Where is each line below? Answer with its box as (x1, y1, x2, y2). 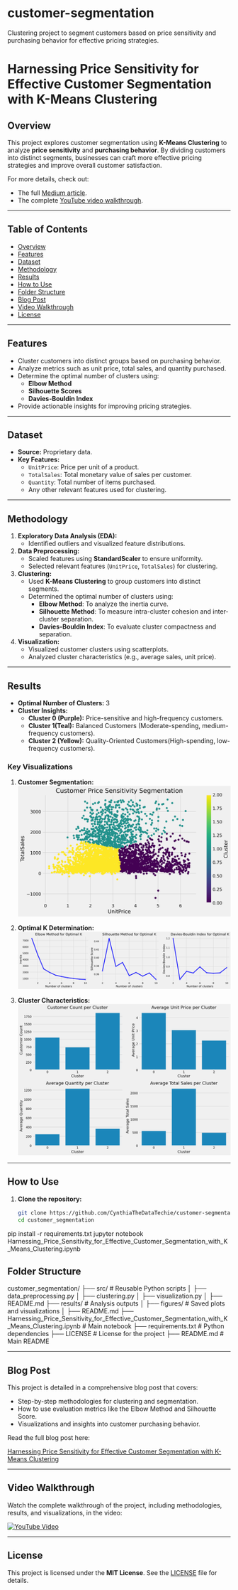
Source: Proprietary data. (17, 448, 93, 457)
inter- (212, 607, 229, 616)
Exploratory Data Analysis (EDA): (17, 532, 118, 540)
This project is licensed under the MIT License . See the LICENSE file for (7, 1568, 217, 1576)
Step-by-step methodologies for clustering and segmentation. (17, 1397, 199, 1405)
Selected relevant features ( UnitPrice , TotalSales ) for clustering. (28, 562, 218, 570)
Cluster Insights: (17, 706, 69, 715)
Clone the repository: (17, 1195, 82, 1203)
